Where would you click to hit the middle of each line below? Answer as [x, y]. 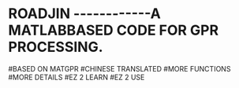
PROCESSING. [56, 47]
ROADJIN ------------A [85, 14]
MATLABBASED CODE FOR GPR [114, 30]
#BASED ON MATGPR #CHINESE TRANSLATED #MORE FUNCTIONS [119, 68]
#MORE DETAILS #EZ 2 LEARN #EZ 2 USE [77, 77]
